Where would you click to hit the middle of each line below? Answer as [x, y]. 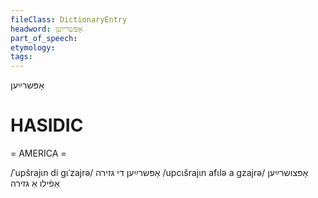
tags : [21, 57]
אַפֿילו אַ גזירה [35, 183]
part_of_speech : [44, 38]
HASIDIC [47, 125]
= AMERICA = [38, 153]
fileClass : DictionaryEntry [69, 19]
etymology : [33, 47]
